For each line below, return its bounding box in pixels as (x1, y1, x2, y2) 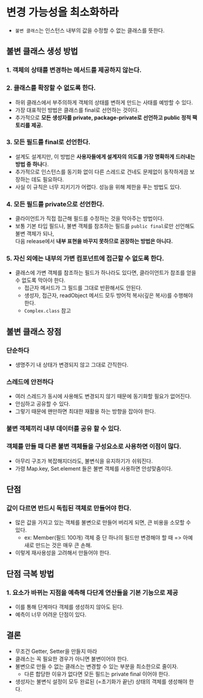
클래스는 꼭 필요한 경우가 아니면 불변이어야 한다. (15, 655, 128, 662)
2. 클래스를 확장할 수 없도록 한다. (6, 84, 96, 92)
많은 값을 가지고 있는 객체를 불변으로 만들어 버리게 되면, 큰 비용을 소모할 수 (15, 519, 191, 526)
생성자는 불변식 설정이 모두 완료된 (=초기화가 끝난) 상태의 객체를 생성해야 (15, 677, 188, 685)
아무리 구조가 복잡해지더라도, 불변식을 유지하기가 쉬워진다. (15, 457, 153, 465)
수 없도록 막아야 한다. (15, 277, 65, 284)
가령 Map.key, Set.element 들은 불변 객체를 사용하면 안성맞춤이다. (15, 465, 173, 472)
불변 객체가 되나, (15, 230, 55, 237)
